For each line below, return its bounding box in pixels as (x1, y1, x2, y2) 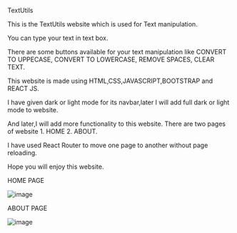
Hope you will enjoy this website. (7, 162, 104, 171)
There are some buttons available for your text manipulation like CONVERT (7, 48, 227, 56)
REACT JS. (7, 84, 39, 92)
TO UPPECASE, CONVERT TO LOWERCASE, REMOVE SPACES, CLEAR (7, 55, 215, 64)
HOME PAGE (7, 177, 45, 184)
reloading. (7, 149, 37, 157)
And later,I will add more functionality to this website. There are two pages (7, 119, 226, 128)
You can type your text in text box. (7, 34, 109, 42)
